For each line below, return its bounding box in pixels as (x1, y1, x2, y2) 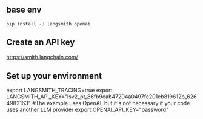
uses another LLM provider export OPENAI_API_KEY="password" (6, 106, 169, 114)
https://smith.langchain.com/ (6, 53, 79, 60)
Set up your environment (6, 71, 102, 81)
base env (6, 5, 42, 15)
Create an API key (6, 37, 75, 48)
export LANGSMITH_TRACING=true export (6, 87, 113, 94)
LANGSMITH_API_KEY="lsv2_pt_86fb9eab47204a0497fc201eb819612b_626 (6, 93, 197, 100)
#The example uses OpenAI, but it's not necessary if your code (32, 100, 190, 107)
